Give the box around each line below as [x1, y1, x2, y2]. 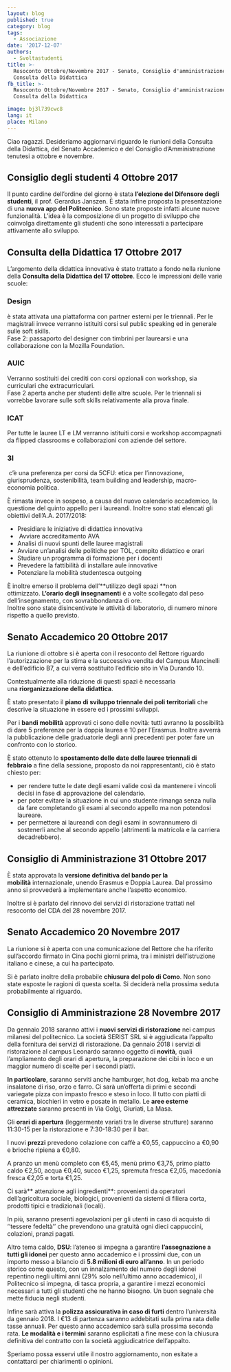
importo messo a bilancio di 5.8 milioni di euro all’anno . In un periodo [7, 1257, 205, 1265]
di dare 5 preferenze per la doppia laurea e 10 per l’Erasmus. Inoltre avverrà [7, 726, 221, 734]
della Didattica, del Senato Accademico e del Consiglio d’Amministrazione [7, 144, 216, 153]
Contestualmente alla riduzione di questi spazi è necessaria [7, 677, 176, 686]
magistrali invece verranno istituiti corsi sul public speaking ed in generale [7, 319, 217, 327]
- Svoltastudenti [13, 55, 63, 62]
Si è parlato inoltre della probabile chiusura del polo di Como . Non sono [7, 972, 211, 981]
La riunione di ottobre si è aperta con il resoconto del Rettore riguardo [7, 649, 205, 657]
